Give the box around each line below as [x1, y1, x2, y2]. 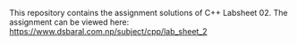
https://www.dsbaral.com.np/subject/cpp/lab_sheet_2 [9, 26, 208, 36]
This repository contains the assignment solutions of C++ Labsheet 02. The [9, 8, 288, 18]
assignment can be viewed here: [9, 17, 130, 27]
